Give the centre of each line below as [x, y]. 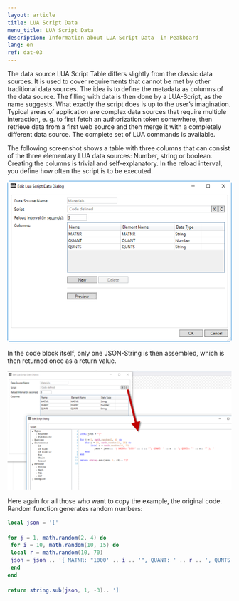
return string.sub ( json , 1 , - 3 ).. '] [63, 590]
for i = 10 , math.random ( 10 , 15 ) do [65, 545]
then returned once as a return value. [62, 361]
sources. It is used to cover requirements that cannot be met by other [109, 81]
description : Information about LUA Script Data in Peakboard [103, 38]
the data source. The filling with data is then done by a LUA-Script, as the [115, 97]
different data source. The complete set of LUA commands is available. [111, 134]
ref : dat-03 [25, 53]
